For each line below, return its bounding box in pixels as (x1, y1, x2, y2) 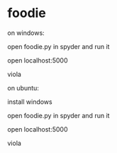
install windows (7, 97, 52, 106)
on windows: (7, 28, 45, 37)
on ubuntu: (7, 83, 39, 92)
